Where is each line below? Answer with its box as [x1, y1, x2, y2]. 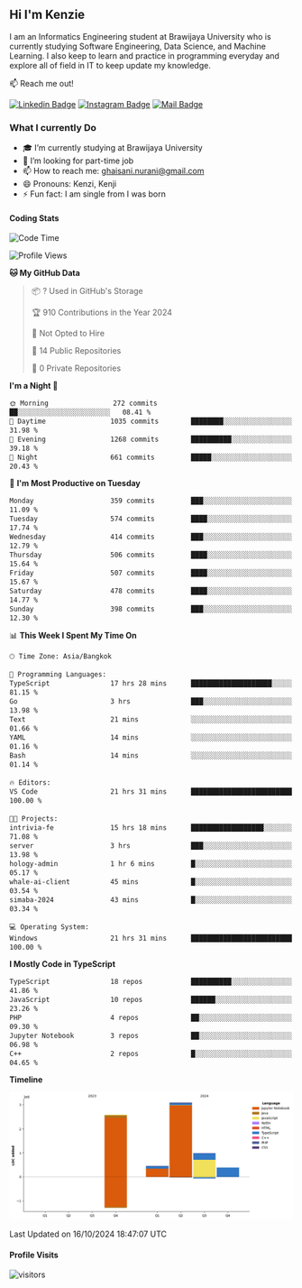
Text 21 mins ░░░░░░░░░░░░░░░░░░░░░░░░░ [9, 715, 293, 724]
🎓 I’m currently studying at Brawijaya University [22, 143, 203, 153]
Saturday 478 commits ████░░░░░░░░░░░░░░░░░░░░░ [9, 586, 293, 596]
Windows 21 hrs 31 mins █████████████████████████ [9, 934, 293, 943]
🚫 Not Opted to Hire [31, 328, 105, 339]
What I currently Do [9, 121, 96, 133]
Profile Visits [9, 1249, 59, 1260]
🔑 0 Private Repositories [31, 363, 122, 373]
